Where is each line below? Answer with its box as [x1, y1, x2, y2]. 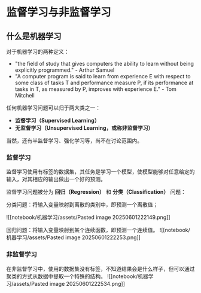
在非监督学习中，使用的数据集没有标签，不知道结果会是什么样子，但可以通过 [6, 265, 195, 272]
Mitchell [14, 92, 35, 99]
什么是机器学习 [6, 31, 62, 41]
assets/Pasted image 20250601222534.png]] [13, 280, 126, 287]
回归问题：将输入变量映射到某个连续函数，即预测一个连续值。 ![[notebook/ [6, 227, 190, 234]
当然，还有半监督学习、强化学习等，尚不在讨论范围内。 [6, 137, 142, 144]
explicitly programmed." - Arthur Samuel [14, 66, 115, 74]
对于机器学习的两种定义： [6, 48, 69, 55]
